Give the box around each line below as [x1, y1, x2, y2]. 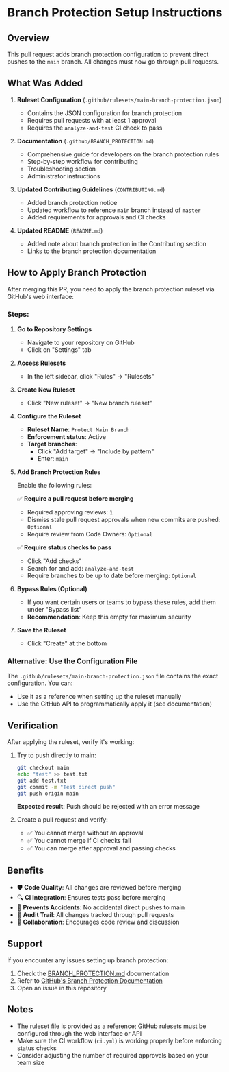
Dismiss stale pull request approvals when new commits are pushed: [27, 515, 221, 523]
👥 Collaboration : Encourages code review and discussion [16, 918, 180, 927]
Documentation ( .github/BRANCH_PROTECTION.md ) [16, 136, 154, 145]
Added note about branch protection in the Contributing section [27, 239, 206, 248]
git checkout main [16, 765, 70, 772]
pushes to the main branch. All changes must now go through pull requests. [7, 58, 219, 66]
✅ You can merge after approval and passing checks [27, 844, 176, 853]
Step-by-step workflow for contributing [27, 157, 138, 165]
